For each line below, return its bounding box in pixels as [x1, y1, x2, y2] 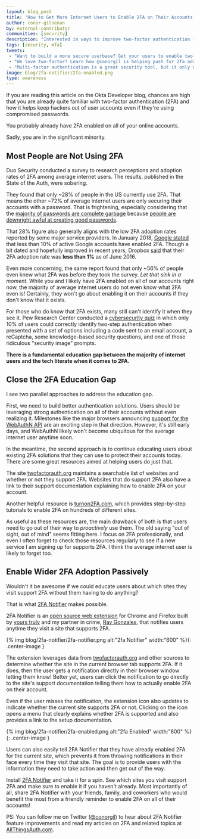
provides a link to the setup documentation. [6, 716, 113, 723]
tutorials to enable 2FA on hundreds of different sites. [6, 506, 137, 513]
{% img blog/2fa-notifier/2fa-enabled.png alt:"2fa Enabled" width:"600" [6, 728, 183, 735]
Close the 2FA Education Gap [6, 375, 117, 385]
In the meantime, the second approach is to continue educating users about [6, 445, 192, 452]
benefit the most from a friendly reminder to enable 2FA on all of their [6, 795, 177, 802]
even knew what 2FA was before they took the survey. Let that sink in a [6, 271, 182, 278]
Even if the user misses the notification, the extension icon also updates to [6, 697, 189, 704]
